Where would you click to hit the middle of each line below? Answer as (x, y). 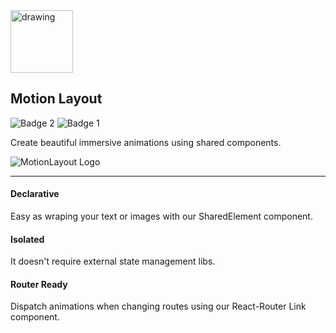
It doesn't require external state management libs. (113, 261)
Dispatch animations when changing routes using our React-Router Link (158, 306)
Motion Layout (56, 99)
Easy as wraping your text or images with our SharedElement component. (161, 216)
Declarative (35, 194)
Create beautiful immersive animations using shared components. (146, 142)
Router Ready (39, 284)
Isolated (27, 239)
